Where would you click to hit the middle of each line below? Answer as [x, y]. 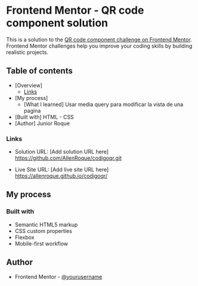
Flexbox [24, 237]
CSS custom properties [44, 231]
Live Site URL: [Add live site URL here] [62, 170]
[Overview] [29, 85]
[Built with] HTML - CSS [44, 117]
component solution [57, 23]
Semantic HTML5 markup [46, 225]
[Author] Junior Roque [42, 123]
